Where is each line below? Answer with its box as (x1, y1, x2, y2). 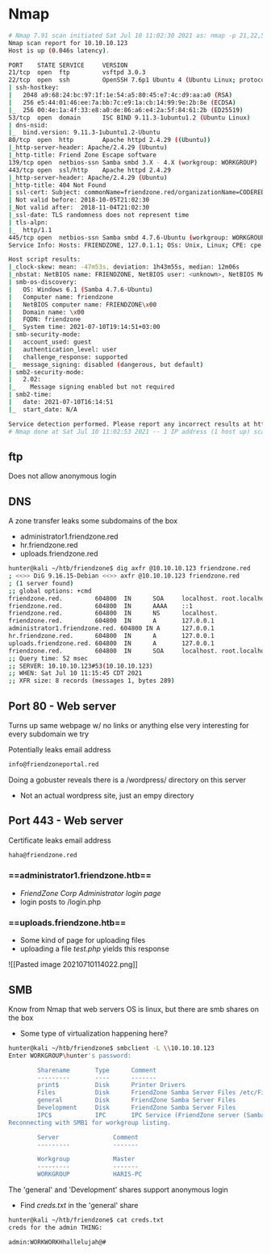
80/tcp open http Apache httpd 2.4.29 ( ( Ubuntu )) (8, 136, 211, 144)
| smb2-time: (8, 390, 52, 399)
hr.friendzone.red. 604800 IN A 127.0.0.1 (8, 632, 215, 640)
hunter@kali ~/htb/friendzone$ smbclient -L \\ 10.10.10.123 (8, 1044, 215, 1052)
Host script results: (8, 256, 81, 264)
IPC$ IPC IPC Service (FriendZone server (37, 1110, 240, 1119)
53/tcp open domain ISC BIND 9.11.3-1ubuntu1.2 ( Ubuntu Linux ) (8, 114, 251, 122)
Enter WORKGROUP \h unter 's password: (8, 1052, 131, 1060)
